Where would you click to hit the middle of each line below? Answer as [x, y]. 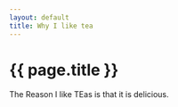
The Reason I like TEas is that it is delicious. [89, 95]
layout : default [39, 17]
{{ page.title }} [64, 70]
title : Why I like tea [51, 26]
